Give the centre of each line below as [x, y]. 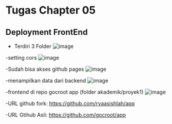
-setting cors [21, 58]
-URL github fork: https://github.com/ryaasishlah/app [70, 103]
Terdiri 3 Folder [33, 46]
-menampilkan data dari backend [46, 81]
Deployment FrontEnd [47, 32]
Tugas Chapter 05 [51, 10]
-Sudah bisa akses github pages [45, 69]
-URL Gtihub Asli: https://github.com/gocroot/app [66, 115]
